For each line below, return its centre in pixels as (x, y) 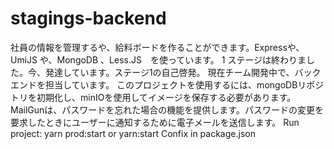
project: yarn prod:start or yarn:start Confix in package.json (133, 133)
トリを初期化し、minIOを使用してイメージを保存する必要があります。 (153, 97)
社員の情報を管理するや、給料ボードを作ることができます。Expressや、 (157, 47)
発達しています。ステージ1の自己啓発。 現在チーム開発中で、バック (183, 72)
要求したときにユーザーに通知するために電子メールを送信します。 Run (155, 122)
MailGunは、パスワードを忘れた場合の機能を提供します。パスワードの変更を (167, 109)
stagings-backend (88, 18)
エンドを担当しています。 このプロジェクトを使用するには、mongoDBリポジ (167, 84)
